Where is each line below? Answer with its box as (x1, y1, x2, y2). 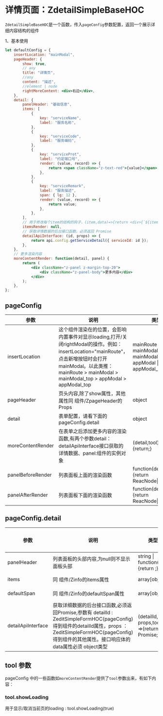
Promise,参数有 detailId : (57, 609, 113, 616)
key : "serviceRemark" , (39, 184, 86, 189)
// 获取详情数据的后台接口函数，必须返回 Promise (22, 229, 112, 234)
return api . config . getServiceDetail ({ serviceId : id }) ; (31, 238, 149, 243)
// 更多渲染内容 (14, 252, 42, 256)
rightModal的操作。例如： (63, 341, 122, 348)
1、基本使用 (5, 38, 28, 44)
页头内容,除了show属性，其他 (58, 390, 126, 397)
